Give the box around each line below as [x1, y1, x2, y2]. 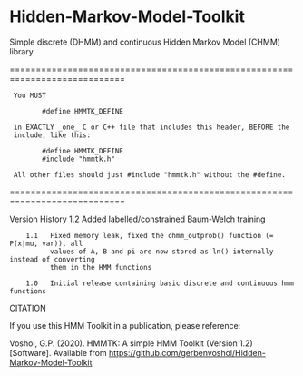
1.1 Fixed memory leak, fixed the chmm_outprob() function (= [25, 231, 274, 240]
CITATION [9, 302, 47, 313]
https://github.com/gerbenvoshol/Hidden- [108, 347, 266, 358]
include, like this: [13, 130, 92, 140]
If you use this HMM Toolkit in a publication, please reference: [9, 320, 241, 331]
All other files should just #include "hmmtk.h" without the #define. [13, 170, 286, 179]
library [9, 45, 34, 56]
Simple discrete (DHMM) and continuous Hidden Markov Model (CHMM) [9, 36, 281, 47]
